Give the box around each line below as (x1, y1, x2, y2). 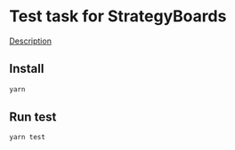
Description (9, 36, 52, 46)
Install (9, 61, 45, 76)
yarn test (9, 133, 46, 142)
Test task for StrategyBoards (9, 6, 227, 27)
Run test (9, 109, 57, 125)
